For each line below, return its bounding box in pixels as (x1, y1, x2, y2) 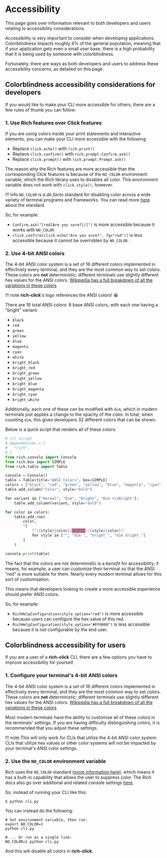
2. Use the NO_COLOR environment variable (5, 758, 106, 765)
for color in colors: (5, 510, 50, 515)
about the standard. (5, 202, 46, 208)
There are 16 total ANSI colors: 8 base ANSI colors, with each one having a (5, 302, 158, 308)
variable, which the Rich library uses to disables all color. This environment (5, 176, 158, 183)
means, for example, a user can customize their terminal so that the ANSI (5, 566, 155, 572)
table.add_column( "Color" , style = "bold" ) (5, 487, 92, 492)
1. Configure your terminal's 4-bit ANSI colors (5, 672, 118, 679)
